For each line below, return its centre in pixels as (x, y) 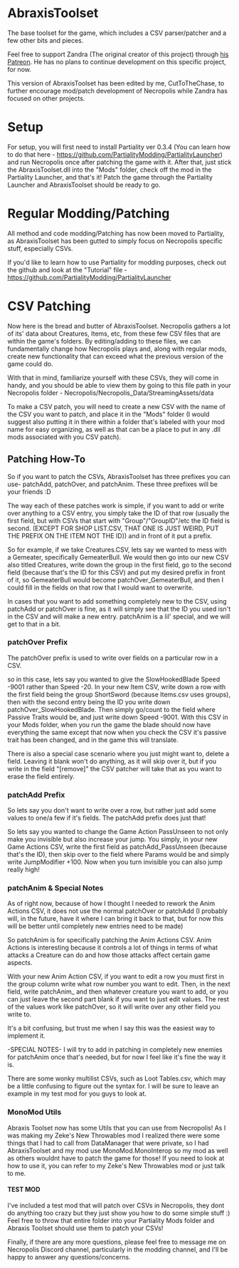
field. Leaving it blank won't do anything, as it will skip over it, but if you (112, 761)
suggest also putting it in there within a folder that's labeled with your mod (116, 421)
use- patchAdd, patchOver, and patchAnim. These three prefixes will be (113, 484)
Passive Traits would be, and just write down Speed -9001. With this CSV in (118, 717)
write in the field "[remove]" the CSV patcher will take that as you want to (115, 768)
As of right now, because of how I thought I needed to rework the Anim (111, 904)
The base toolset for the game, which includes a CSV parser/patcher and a (117, 33)
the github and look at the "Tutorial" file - (68, 269)
